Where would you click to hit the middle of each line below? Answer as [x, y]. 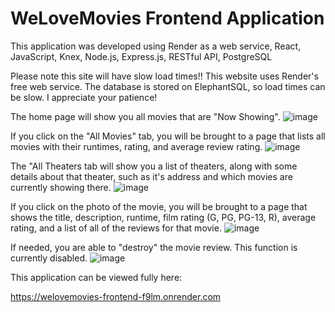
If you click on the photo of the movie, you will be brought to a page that [159, 206]
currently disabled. [49, 258]
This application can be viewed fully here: [96, 277]
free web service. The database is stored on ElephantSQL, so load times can [168, 86]
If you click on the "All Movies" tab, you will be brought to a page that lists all [168, 136]
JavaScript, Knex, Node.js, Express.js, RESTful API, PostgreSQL [141, 56]
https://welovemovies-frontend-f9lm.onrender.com [116, 296]
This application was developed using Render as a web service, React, [156, 46]
